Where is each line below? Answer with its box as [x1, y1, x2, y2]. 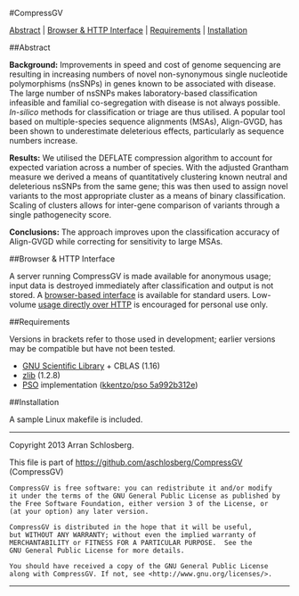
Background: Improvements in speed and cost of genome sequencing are [9, 60, 281, 70]
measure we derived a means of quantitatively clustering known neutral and [9, 171, 287, 182]
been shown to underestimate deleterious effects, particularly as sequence [9, 126, 285, 137]
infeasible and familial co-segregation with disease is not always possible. [9, 97, 281, 108]
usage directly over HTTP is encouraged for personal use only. [38, 299, 269, 310]
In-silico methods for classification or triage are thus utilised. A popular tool [9, 107, 286, 117]
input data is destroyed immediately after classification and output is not [9, 280, 274, 291]
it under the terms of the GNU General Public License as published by [9, 492, 280, 501]
